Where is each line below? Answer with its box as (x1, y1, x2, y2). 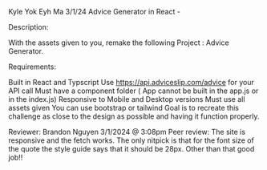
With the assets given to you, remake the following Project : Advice (8, 38, 230, 47)
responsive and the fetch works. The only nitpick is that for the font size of (8, 136, 255, 145)
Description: (8, 22, 49, 31)
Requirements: (8, 62, 56, 71)
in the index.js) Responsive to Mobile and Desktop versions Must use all (8, 95, 245, 103)
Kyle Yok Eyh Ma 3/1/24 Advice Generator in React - (8, 7, 180, 16)
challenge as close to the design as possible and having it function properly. (8, 111, 260, 121)
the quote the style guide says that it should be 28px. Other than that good (8, 144, 255, 153)
